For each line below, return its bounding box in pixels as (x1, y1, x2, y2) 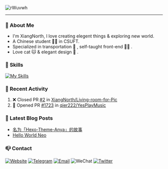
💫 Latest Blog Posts (5, 115, 53, 122)
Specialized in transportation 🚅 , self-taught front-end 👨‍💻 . (12, 44, 132, 50)
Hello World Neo (12, 132, 46, 138)
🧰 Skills (5, 61, 23, 68)
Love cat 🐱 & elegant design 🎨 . (12, 49, 78, 55)
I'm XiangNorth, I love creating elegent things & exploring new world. (12, 33, 154, 39)
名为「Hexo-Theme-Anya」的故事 (12, 127, 82, 133)
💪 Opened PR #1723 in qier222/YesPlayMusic (12, 102, 106, 108)
